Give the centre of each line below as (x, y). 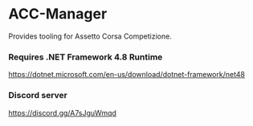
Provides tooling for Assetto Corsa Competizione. (90, 36)
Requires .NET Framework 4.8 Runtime (86, 57)
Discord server (38, 96)
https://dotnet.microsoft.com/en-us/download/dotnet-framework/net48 (126, 75)
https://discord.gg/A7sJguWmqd (62, 112)
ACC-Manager (58, 14)
